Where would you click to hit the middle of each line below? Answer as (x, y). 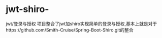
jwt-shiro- (27, 9)
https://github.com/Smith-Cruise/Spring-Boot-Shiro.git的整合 (70, 30)
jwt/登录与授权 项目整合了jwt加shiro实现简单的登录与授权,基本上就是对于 (82, 23)
